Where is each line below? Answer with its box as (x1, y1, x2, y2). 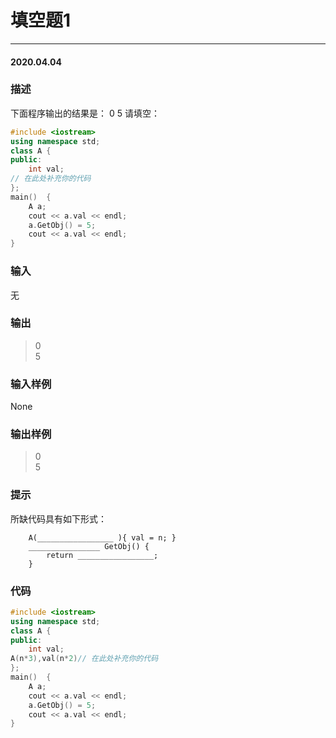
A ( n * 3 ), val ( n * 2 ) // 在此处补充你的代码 (10, 654, 159, 664)
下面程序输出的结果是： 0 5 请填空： (10, 107, 160, 119)
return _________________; (46, 550, 159, 560)
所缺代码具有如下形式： (10, 512, 107, 525)
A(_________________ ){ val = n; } (28, 532, 177, 543)
